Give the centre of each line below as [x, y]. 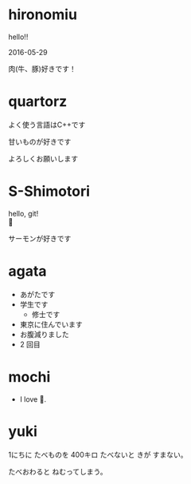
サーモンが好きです [40, 238]
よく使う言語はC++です [47, 125]
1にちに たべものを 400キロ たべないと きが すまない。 [98, 454]
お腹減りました [44, 334]
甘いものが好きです [40, 141]
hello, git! [23, 213]
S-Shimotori [49, 191]
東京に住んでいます [51, 324]
